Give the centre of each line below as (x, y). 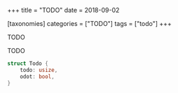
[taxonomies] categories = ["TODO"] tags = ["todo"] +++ (89, 23)
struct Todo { (28, 64)
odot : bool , (37, 76)
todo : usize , (39, 70)
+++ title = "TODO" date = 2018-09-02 (63, 10)
